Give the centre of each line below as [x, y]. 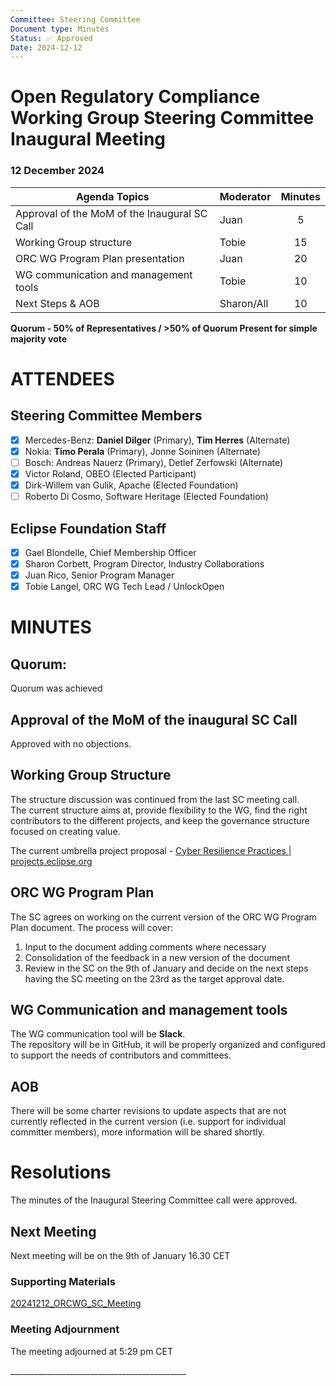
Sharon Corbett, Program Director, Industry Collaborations [144, 563]
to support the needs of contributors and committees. [121, 1055]
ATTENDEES [62, 378]
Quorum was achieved [56, 688]
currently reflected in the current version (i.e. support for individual [148, 1122]
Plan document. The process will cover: [91, 927]
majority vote [39, 338]
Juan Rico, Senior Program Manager [99, 575]
